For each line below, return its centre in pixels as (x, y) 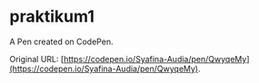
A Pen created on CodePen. (61, 41)
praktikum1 (52, 17)
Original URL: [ (37, 59)
